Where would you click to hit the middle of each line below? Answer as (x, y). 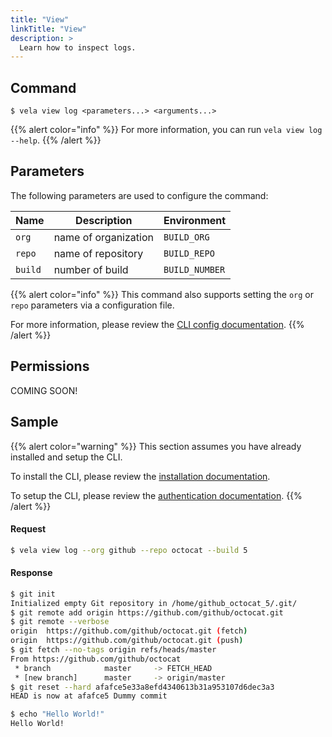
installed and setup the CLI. (66, 457)
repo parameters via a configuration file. (92, 305)
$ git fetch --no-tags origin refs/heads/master (113, 650)
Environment (195, 220)
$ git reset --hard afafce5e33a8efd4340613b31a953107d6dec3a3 (142, 687)
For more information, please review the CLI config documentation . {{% (157, 324)
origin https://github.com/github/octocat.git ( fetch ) (129, 631)
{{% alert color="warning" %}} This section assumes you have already (156, 446)
